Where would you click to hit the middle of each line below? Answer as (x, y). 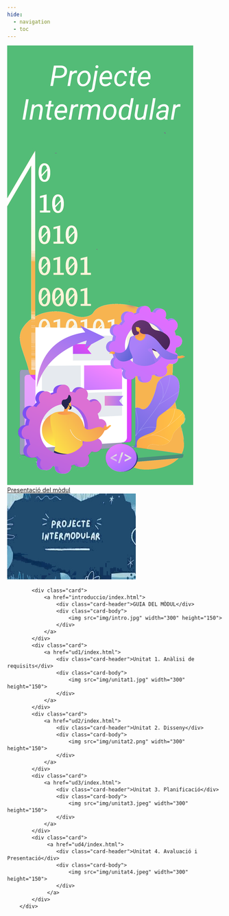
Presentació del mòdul (39, 490)
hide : (15, 14)
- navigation (32, 22)
